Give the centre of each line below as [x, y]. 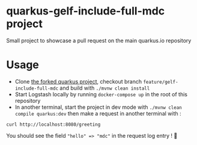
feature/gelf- [161, 82]
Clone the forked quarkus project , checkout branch [78, 81]
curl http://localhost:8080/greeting [53, 125]
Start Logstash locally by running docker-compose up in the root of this [101, 94]
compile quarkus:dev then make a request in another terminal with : [98, 113]
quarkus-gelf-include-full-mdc [86, 11]
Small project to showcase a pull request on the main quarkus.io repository [99, 40]
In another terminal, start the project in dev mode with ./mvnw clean [98, 107]
